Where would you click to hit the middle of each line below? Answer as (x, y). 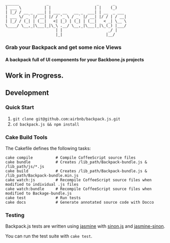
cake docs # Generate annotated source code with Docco (80, 202)
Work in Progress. (34, 75)
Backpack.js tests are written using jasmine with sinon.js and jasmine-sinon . (85, 226)
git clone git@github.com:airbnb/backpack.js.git (67, 119)
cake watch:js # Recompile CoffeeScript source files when (79, 180)
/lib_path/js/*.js (25, 166)
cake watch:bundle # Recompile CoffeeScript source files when (79, 189)
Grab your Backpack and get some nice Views (63, 47)
